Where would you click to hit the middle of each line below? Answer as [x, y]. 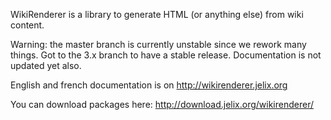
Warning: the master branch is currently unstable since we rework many [158, 44]
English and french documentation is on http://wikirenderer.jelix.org [149, 85]
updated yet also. [46, 65]
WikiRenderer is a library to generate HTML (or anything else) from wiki [157, 14]
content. [27, 25]
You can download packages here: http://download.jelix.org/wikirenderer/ [162, 104]
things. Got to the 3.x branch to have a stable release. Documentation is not [166, 55]
